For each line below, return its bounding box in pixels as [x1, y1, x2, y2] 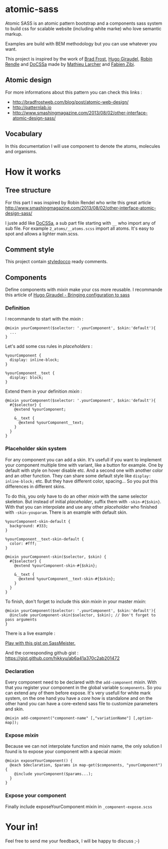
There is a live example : [5, 630, 56, 636]
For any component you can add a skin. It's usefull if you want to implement [5, 456, 162, 462]
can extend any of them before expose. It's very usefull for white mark [5, 690, 151, 696]
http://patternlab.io [12, 104, 52, 110]
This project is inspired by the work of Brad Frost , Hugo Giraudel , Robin [5, 55, 153, 62]
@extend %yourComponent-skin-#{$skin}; [14, 563, 98, 568]
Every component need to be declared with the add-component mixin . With [5, 679, 157, 685]
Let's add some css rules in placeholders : [5, 343, 93, 349]
